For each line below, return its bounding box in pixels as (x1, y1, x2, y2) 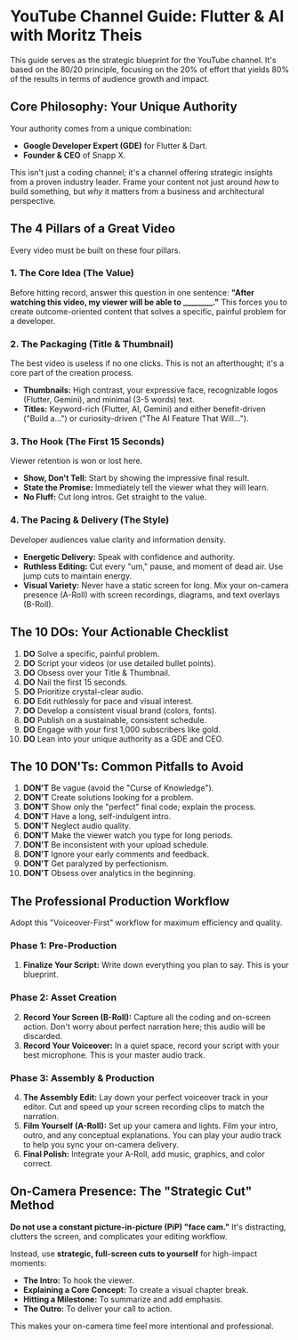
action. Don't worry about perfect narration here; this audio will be (22, 1021, 266, 1032)
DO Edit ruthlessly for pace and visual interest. (22, 695, 194, 706)
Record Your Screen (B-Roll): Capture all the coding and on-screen (22, 1011, 271, 1022)
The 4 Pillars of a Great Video (10, 221, 176, 237)
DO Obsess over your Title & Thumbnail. (22, 667, 171, 678)
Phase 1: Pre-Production (10, 939, 117, 952)
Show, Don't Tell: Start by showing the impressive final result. (22, 473, 250, 483)
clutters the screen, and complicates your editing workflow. (10, 1230, 228, 1241)
